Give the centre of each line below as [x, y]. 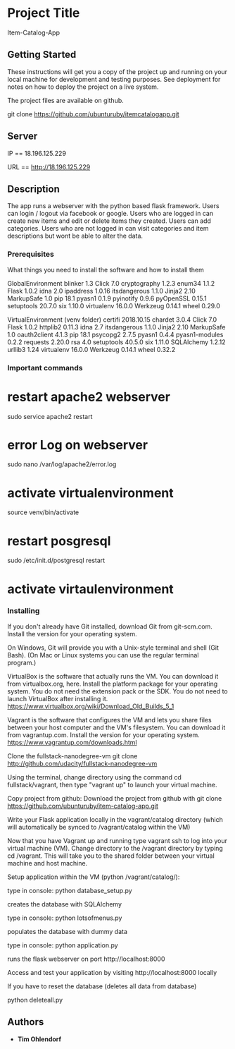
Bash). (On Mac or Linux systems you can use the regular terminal [103, 655]
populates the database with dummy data [68, 931]
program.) [22, 662]
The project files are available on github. [66, 100]
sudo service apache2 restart [50, 416]
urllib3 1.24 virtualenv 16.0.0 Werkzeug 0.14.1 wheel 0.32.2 [91, 349]
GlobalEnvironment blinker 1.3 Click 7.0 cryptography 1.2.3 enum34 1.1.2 [111, 283]
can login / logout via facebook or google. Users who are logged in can [110, 214]
